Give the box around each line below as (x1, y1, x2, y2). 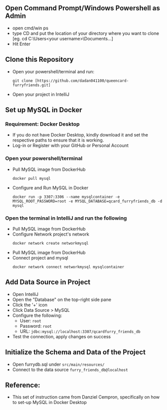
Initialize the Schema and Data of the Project (5, 348, 146, 357)
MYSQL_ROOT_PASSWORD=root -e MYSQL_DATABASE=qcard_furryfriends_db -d (12, 199, 163, 204)
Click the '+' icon (12, 301, 48, 308)
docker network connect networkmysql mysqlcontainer (12, 264, 125, 270)
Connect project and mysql (12, 255, 68, 261)
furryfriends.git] (12, 82, 51, 88)
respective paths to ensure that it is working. (12, 137, 104, 143)
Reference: (5, 381, 40, 389)
